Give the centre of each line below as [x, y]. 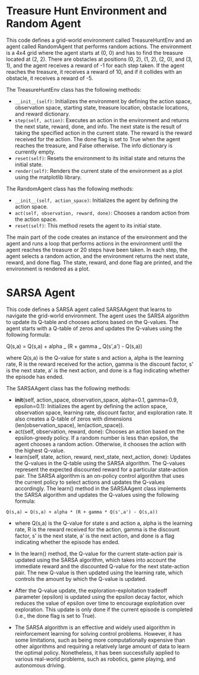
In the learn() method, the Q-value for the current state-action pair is [99, 553]
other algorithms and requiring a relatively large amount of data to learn [102, 646]
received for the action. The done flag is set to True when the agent [97, 139]
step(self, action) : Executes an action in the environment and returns [102, 120]
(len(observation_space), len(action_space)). [70, 425]
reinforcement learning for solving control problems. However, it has [98, 633]
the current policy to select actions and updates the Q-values [90, 482]
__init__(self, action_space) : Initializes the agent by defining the [96, 200]
